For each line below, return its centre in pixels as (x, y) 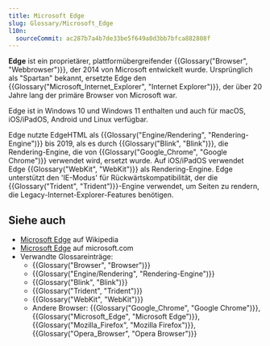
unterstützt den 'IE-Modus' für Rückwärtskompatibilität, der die (113, 178)
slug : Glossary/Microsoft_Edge (61, 23)
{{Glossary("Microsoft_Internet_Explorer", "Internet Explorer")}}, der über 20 (135, 87)
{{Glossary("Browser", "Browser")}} (91, 266)
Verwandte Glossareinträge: (66, 257)
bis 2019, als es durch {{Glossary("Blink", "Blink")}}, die (137, 144)
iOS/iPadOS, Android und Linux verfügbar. (79, 119)
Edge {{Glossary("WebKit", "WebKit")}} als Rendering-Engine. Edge (121, 169)
